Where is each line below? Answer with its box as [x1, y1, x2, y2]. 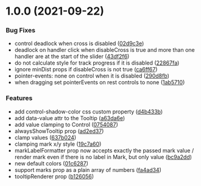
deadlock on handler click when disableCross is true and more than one [14, 46, 196, 54]
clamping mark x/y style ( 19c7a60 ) [14, 140, 102, 148]
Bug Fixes [5, 26, 36, 35]
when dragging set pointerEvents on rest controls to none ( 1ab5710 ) [14, 79, 185, 86]
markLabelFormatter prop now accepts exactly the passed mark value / [14, 146, 194, 154]
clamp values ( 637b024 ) [14, 134, 77, 141]
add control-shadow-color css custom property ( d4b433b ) [14, 108, 163, 115]
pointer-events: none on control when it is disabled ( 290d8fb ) [14, 72, 170, 80]
